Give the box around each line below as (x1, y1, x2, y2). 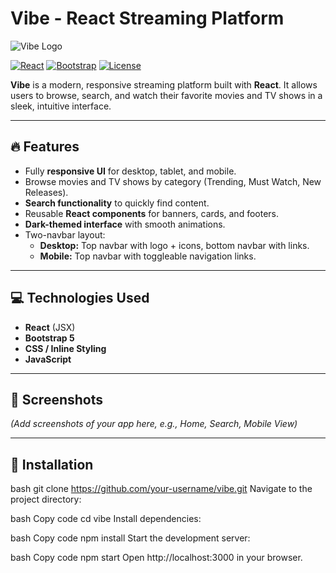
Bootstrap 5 (24, 332, 75, 344)
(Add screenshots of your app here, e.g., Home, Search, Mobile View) (10, 418, 298, 430)
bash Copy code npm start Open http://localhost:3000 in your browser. (10, 552, 303, 564)
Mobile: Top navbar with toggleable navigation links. (39, 250, 257, 262)
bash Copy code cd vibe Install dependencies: (10, 513, 202, 525)
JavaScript (24, 353, 72, 365)
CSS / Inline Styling (24, 342, 107, 354)
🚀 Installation (10, 456, 94, 473)
